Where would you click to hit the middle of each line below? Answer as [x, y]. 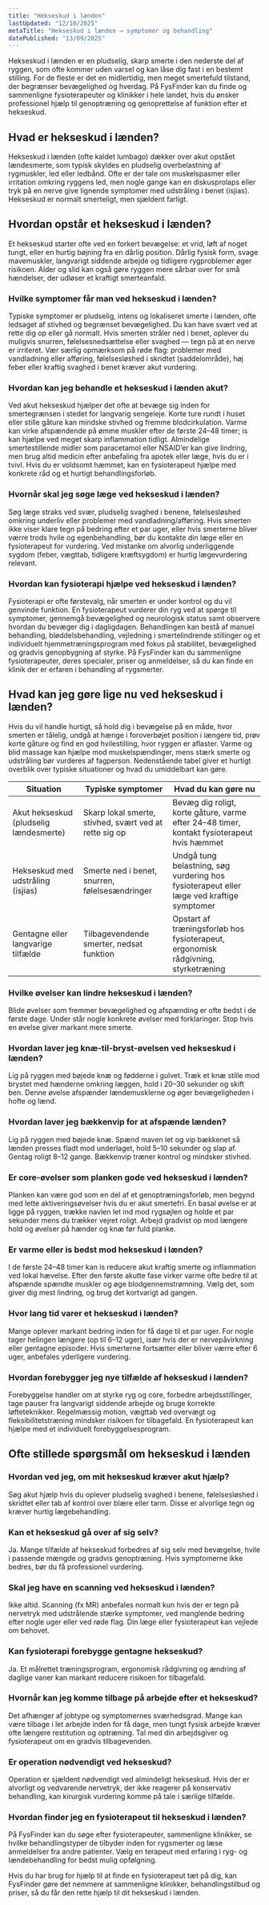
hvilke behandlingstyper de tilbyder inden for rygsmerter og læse [115, 1843]
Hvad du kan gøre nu [215, 788]
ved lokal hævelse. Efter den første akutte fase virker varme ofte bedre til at [133, 1275]
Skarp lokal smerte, [119, 813]
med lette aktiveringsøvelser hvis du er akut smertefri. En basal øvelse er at [132, 1203]
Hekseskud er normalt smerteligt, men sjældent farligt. [98, 199]
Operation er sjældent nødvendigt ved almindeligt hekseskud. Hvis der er [129, 1779]
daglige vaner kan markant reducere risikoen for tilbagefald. [107, 1677]
